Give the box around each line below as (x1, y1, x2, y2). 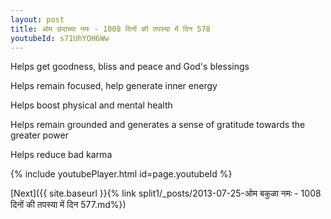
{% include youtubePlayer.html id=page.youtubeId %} (10, 168, 233, 180)
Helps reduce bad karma (10, 149, 113, 161)
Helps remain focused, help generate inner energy (10, 80, 218, 92)
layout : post (10, 14, 65, 25)
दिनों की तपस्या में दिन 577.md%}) (10, 199, 127, 211)
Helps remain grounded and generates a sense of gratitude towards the (10, 119, 306, 131)
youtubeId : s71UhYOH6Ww (10, 33, 110, 43)
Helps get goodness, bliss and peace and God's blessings (10, 61, 250, 73)
